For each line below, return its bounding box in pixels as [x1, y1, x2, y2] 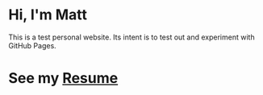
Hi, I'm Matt [8, 6, 87, 24]
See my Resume [8, 69, 119, 88]
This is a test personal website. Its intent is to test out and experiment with [8, 32, 256, 42]
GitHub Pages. [8, 40, 56, 50]
